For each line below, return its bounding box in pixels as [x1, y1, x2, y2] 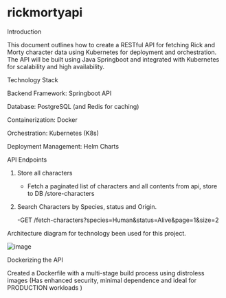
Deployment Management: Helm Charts [7, 142, 119, 150]
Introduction [7, 27, 42, 36]
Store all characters [16, 169, 73, 177]
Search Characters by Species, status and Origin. [16, 202, 157, 210]
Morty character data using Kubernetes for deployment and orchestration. [7, 48, 217, 56]
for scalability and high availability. [7, 62, 105, 71]
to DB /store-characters [27, 189, 95, 197]
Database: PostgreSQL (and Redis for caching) [7, 102, 139, 110]
